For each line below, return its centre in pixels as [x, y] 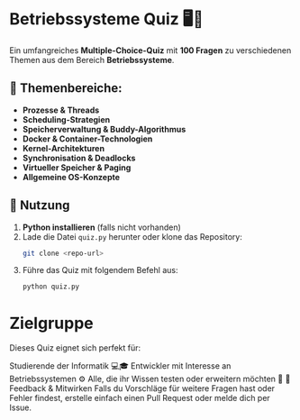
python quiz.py [51, 287]
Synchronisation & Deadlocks [79, 158]
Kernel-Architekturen [64, 148]
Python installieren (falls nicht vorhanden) [102, 227]
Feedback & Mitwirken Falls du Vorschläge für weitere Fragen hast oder [142, 388]
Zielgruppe [51, 323]
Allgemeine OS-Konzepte [71, 177]
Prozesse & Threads [61, 110]
